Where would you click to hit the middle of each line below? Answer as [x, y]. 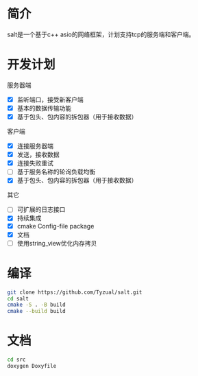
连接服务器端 [35, 146]
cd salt [18, 298]
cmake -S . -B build [37, 305]
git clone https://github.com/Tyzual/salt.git [75, 292]
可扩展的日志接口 [41, 209]
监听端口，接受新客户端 [50, 99]
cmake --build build [37, 312]
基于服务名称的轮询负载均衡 [56, 172]
